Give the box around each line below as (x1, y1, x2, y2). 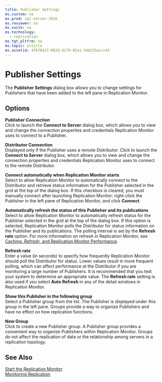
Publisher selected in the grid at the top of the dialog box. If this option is (5, 218, 151, 224)
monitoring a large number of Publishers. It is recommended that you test (5, 269, 152, 274)
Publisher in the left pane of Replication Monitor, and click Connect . (5, 198, 141, 204)
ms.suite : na (5, 25, 32, 30)
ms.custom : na (5, 12, 34, 17)
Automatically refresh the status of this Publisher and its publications (5, 207, 148, 213)
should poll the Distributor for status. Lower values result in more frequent (5, 258, 153, 264)
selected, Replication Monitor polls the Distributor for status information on (5, 223, 155, 229)
